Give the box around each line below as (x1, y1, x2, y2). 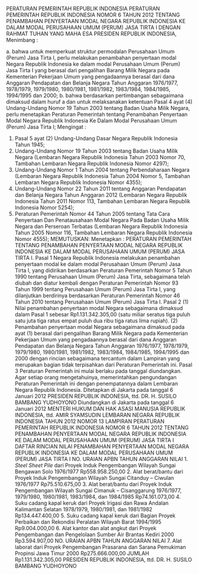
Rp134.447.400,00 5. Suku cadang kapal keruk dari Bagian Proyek (14, 512, 176, 519)
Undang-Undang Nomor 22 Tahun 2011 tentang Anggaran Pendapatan (14, 185, 186, 192)
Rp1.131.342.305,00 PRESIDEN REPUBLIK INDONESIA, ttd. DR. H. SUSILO (14, 556, 192, 563)
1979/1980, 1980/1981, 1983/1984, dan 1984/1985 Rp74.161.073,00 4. (14, 494, 181, 500)
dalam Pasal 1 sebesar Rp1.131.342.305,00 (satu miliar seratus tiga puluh (14, 311, 191, 318)
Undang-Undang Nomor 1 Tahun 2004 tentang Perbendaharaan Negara (14, 166, 190, 173)
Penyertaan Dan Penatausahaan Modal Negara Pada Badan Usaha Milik (14, 217, 189, 224)
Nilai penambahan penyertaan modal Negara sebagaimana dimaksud (14, 305, 183, 311)
